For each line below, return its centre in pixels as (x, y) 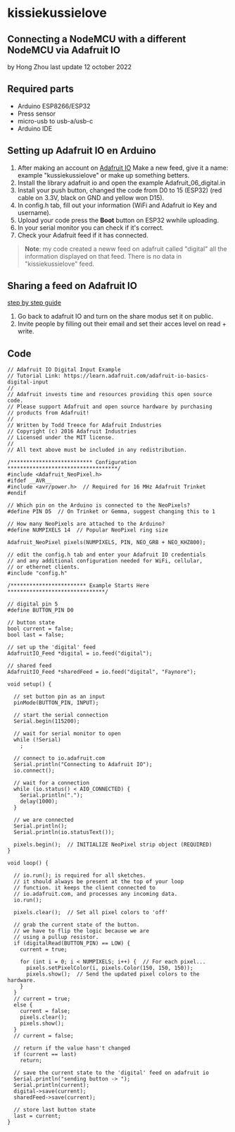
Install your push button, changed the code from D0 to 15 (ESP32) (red (120, 190)
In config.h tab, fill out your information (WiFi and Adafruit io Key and (117, 205)
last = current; (37, 1116)
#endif (17, 493)
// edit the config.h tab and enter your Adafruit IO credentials (107, 555)
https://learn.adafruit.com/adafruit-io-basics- (136, 376)
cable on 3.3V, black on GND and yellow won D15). (91, 197)
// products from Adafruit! (49, 413)
